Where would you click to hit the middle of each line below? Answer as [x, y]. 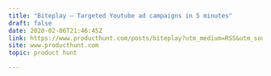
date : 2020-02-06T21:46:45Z [56, 30]
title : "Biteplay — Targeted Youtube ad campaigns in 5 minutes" [120, 16]
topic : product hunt [43, 53]
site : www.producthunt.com [54, 46]
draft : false [30, 23]
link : [17, 38]
